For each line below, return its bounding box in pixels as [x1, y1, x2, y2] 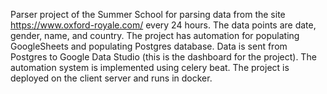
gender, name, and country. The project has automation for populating [10, 30, 300, 41]
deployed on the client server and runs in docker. [10, 72, 213, 84]
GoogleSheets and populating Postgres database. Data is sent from [10, 40, 288, 52]
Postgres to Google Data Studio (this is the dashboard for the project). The [10, 51, 317, 63]
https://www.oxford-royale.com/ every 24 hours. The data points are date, [10, 19, 317, 31]
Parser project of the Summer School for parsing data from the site [10, 9, 286, 20]
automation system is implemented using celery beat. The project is [10, 62, 290, 73]
